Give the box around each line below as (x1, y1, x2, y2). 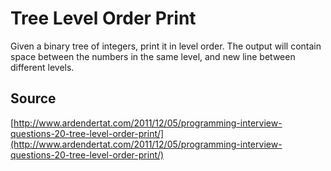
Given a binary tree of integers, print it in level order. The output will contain (10, 40, 322, 52)
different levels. (10, 61, 75, 73)
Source (10, 90, 57, 107)
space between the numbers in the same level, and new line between (10, 50, 296, 62)
